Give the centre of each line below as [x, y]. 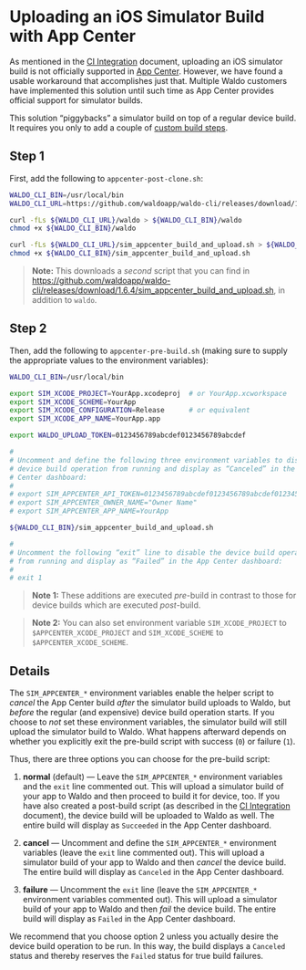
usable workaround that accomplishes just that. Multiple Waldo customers [148, 80]
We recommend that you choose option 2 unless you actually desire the [144, 936]
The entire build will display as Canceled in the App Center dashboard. [153, 872]
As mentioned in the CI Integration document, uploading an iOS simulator [147, 61]
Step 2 [28, 329]
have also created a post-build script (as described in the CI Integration [156, 806]
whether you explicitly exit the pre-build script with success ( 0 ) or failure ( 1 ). [153, 742]
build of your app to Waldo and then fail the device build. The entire [149, 909]
